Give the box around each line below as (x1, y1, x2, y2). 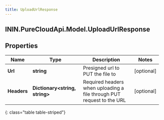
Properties (5, 42, 38, 50)
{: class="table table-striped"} (5, 109, 66, 115)
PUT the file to (82, 70, 116, 77)
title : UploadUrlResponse (5, 7, 58, 12)
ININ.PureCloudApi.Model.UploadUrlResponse (5, 25, 150, 34)
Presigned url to (82, 64, 120, 71)
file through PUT (82, 91, 121, 98)
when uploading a (82, 84, 124, 91)
